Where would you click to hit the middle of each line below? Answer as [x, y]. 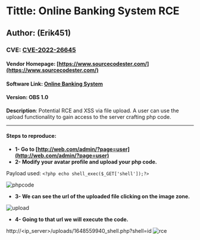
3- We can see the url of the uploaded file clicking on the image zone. [102, 197]
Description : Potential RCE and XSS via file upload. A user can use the [93, 110]
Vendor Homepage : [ [33, 64]
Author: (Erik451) [39, 33]
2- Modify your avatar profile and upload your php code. [86, 162]
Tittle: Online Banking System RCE [93, 11]
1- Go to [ [26, 149]
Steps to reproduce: [31, 136]
